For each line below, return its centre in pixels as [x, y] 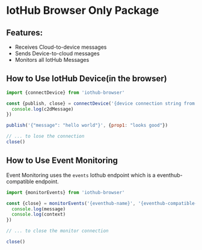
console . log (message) [39, 209]
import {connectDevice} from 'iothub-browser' [66, 93]
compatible [20, 181]
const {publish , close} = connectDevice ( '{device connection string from [101, 103]
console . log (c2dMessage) [43, 109]
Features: [25, 33]
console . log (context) [39, 215]
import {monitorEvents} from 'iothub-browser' [66, 192]
